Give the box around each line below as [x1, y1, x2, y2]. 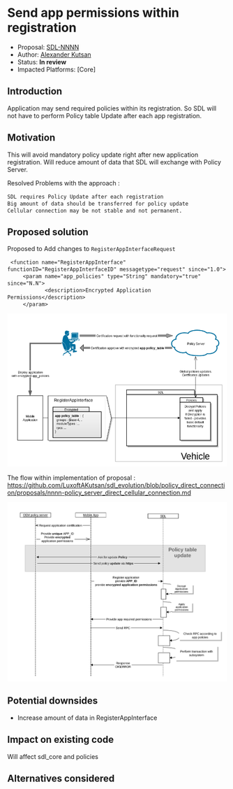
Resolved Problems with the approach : [7, 178, 120, 187]
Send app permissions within [7, 5, 180, 21]
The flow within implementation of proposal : [7, 474, 136, 482]
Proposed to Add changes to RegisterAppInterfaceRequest [7, 245, 176, 253]
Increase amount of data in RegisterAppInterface [17, 713, 158, 722]
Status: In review [17, 57, 67, 66]
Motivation [7, 131, 56, 144]
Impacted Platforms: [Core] [17, 65, 96, 73]
